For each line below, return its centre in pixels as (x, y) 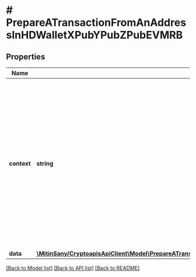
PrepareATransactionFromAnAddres (96, 23)
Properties (26, 57)
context (20, 163)
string (45, 163)
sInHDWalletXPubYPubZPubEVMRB (94, 35)
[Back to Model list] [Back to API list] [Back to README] (73, 268)
